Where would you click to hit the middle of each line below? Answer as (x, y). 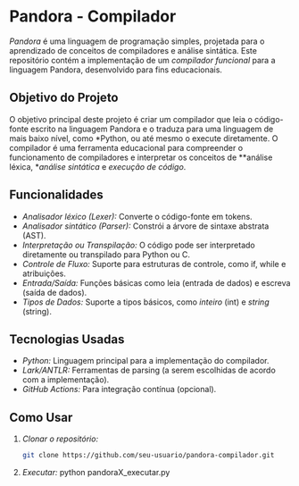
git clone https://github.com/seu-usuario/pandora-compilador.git (148, 456)
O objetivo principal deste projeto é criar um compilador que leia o (131, 119)
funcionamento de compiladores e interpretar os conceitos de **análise (141, 157)
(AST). (34, 235)
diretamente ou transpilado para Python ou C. (106, 254)
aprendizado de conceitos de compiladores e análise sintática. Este (133, 50)
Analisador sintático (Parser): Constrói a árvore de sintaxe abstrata (145, 226)
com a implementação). (66, 380)
